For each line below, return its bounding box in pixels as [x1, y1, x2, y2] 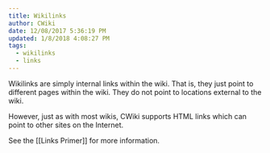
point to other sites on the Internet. [8, 120, 123, 130]
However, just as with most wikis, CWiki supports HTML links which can [8, 111, 247, 121]
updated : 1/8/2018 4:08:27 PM [8, 34, 110, 43]
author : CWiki [8, 19, 56, 27]
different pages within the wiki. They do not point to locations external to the [8, 87, 262, 97]
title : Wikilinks [8, 11, 67, 20]
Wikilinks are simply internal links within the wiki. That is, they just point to [8, 78, 254, 89]
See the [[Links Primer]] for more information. [8, 135, 160, 145]
